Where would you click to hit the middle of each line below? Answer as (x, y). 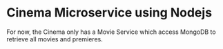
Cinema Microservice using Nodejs (109, 13)
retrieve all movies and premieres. (55, 39)
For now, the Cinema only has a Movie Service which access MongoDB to (111, 32)
